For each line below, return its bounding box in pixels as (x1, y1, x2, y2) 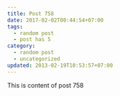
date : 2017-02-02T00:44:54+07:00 (7, 17, 104, 24)
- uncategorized (13, 56, 60, 63)
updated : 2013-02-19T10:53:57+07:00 (7, 62, 113, 69)
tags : (7, 23, 23, 30)
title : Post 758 (7, 10, 54, 17)
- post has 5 (13, 36, 51, 43)
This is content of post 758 (7, 81, 84, 89)
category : (7, 42, 36, 49)
